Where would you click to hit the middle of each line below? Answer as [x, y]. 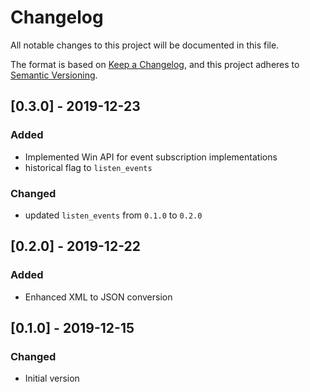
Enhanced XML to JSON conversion [98, 297]
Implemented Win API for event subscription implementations [151, 157]
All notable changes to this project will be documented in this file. [145, 45]
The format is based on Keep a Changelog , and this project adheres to [155, 64]
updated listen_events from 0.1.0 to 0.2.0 [113, 215]
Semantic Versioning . [54, 75]
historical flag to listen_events [88, 167]
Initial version [52, 378]
